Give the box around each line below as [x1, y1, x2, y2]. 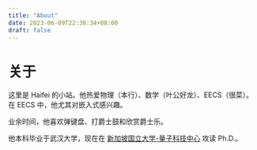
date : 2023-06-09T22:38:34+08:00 [8, 19, 119, 27]
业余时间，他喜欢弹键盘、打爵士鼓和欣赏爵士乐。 [8, 117, 168, 126]
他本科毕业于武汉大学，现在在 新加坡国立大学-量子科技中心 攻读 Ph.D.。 [8, 133, 243, 143]
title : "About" [8, 11, 59, 20]
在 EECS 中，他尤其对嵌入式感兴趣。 [8, 100, 127, 110]
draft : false [8, 26, 51, 34]
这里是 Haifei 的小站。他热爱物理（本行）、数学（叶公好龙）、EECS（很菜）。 [8, 90, 253, 99]
